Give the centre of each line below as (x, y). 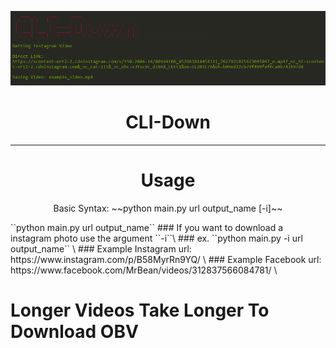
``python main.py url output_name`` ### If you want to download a (147, 227)
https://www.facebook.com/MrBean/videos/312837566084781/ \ (144, 270)
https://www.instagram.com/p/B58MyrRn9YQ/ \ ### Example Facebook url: (166, 259)
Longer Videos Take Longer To (140, 310)
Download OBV (74, 332)
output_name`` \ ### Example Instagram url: (101, 248)
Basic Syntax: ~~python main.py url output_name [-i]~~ (168, 208)
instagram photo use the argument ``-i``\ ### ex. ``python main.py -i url (156, 238)
